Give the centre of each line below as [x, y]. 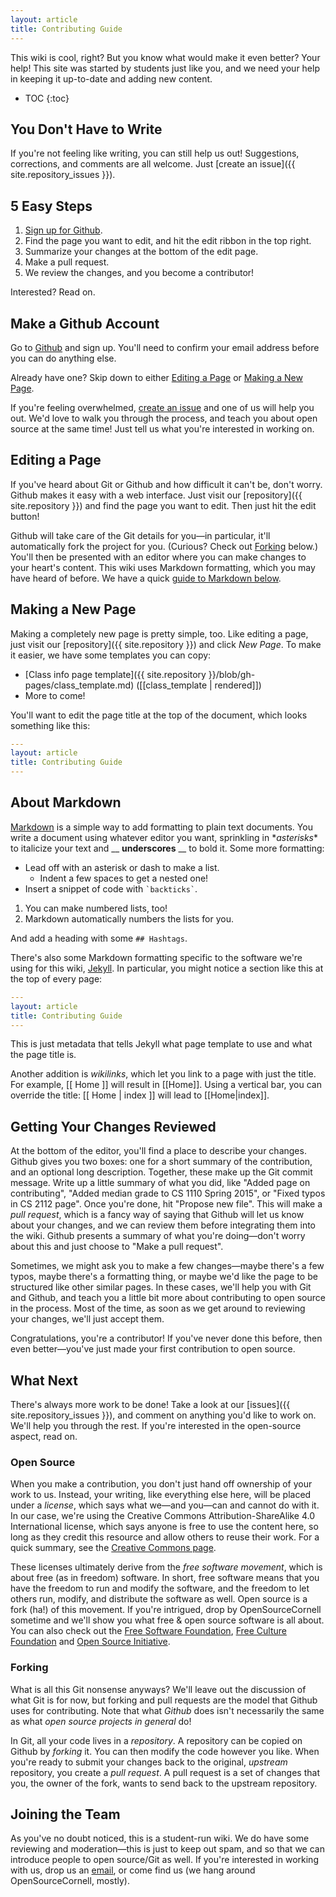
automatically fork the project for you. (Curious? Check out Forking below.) [164, 546]
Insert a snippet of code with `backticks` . [111, 888]
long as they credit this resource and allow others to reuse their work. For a [165, 1537]
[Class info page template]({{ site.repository [115, 674]
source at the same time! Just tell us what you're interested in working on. [162, 428]
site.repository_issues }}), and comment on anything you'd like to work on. [163, 1415]
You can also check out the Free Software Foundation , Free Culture [148, 1631]
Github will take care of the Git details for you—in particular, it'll [140, 535]
